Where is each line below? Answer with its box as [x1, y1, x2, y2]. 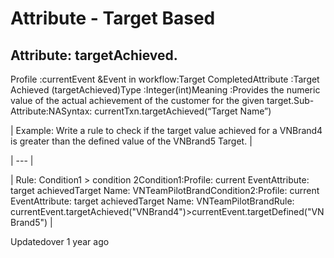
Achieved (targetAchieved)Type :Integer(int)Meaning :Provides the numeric [10, 84, 321, 96]
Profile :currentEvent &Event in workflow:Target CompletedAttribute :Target [10, 73, 320, 85]
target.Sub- [266, 95, 315, 106]
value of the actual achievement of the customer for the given [10, 95, 265, 106]
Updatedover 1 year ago [10, 236, 110, 247]
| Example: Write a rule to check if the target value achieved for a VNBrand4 [10, 125, 323, 136]
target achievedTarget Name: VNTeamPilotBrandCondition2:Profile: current [10, 185, 320, 196]
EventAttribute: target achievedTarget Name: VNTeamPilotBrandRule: [10, 195, 295, 207]
